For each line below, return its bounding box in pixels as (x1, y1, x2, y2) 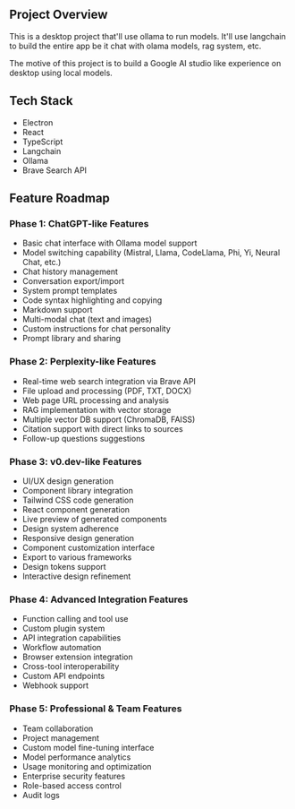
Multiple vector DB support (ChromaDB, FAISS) (21, 414, 196, 425)
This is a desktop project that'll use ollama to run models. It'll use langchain (9, 30, 286, 41)
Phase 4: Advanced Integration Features (9, 593, 189, 606)
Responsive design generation (21, 532, 135, 543)
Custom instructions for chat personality (21, 323, 172, 334)
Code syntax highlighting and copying (21, 295, 163, 306)
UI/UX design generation (21, 475, 114, 486)
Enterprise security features (21, 770, 126, 781)
